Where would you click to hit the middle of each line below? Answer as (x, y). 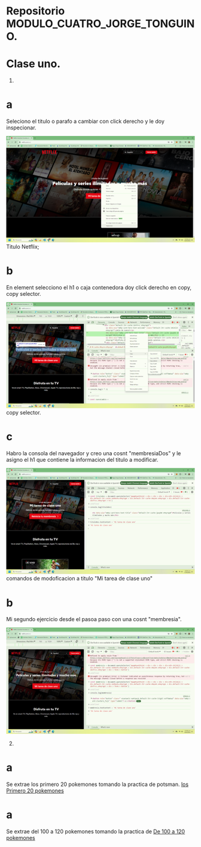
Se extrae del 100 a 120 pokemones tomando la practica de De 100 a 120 (96, 831)
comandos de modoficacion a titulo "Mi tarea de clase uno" (80, 579)
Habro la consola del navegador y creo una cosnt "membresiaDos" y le (94, 453)
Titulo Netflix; (23, 246)
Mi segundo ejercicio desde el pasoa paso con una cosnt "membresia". (94, 619)
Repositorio (36, 11)
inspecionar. (22, 128)
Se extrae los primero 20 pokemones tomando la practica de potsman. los (98, 784)
